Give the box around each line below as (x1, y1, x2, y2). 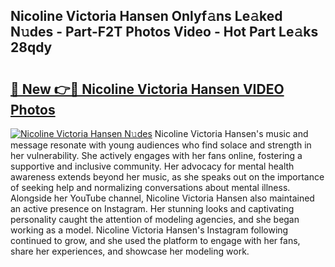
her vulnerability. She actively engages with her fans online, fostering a (10, 150, 303, 161)
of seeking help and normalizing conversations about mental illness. (10, 182, 291, 193)
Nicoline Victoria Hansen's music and (154, 128, 309, 139)
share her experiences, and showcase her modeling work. (10, 245, 250, 257)
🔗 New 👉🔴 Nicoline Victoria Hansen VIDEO (10, 80, 285, 98)
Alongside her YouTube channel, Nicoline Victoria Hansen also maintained (10, 192, 315, 204)
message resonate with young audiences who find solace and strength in (10, 139, 312, 151)
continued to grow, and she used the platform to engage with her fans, (10, 235, 301, 246)
